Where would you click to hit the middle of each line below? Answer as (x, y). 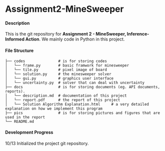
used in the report (25, 117)
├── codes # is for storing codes (56, 61)
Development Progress (29, 132)
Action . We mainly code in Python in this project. (75, 39)
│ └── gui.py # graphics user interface (59, 78)
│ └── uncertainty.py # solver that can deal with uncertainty (75, 82)
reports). (15, 91)
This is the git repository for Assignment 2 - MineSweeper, (65, 34)
